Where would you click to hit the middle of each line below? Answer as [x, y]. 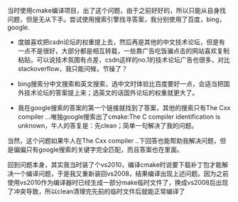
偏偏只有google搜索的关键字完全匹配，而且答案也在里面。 [98, 149]
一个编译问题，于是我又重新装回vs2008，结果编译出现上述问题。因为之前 [121, 174]
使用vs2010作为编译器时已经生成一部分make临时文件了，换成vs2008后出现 [118, 182]
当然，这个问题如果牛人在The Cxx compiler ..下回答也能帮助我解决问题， [114, 140]
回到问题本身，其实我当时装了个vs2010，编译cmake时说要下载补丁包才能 [115, 165]
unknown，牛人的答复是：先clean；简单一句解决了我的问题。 [107, 126]
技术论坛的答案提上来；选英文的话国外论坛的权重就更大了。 [111, 92]
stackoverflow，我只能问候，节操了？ [72, 69]
